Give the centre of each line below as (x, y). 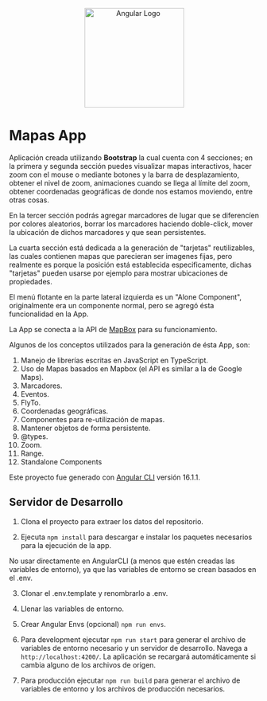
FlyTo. (31, 402)
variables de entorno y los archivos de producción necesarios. (123, 688)
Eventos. (35, 394)
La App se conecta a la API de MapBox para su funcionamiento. (113, 329)
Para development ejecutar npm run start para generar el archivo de (133, 639)
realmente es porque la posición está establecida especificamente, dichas (131, 264)
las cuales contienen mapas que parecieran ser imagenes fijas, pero (121, 256)
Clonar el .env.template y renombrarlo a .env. (94, 593)
